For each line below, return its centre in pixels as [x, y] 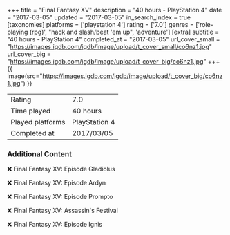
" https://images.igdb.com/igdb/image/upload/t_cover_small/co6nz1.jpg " [110, 47]
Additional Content [40, 153]
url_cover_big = [29, 54]
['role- [205, 25]
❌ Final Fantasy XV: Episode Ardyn [57, 183]
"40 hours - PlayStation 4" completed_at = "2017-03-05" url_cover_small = [114, 39]
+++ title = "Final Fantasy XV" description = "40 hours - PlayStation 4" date [115, 10]
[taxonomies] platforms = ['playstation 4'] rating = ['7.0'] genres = [101, 25]
